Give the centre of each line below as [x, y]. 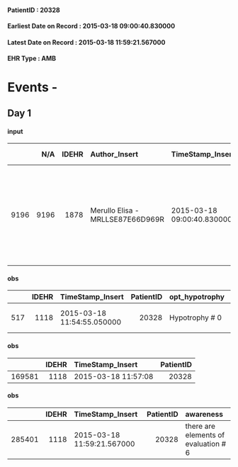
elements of [205, 434]
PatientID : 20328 [34, 10]
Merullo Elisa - [115, 210]
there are [200, 426]
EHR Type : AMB [32, 58]
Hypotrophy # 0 [195, 317]
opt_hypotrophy [197, 297]
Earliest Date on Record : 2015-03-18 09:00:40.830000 [91, 26]
